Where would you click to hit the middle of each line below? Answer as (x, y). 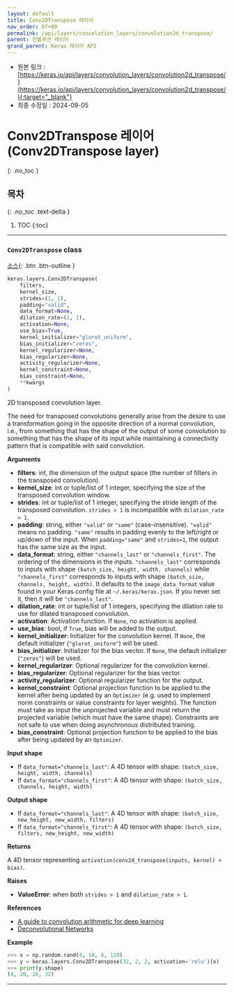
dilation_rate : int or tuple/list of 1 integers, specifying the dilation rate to (120, 606)
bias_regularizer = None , (54, 356)
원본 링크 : (31, 67)
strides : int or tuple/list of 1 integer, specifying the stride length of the (117, 502)
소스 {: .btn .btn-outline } (41, 266)
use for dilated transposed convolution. (73, 613)
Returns (19, 846)
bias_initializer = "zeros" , (59, 344)
